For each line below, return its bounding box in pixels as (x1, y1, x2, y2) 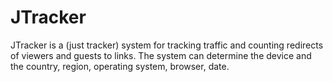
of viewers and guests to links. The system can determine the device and (10, 49, 312, 61)
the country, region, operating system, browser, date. (10, 60, 230, 72)
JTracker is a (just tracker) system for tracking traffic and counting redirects (10, 39, 324, 51)
